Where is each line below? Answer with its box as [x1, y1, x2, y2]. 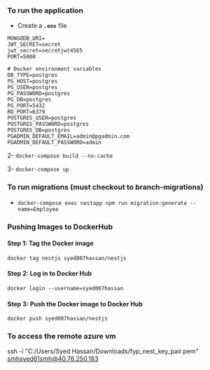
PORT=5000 [7, 53, 36, 61]
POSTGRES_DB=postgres [7, 127, 71, 134]
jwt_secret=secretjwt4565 [7, 48, 83, 55]
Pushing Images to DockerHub [7, 222, 113, 232]
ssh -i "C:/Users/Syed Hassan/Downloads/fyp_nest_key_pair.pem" [7, 347, 199, 355]
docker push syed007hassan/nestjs [7, 315, 108, 322]
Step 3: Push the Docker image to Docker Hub [7, 299, 143, 308]
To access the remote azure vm [7, 332, 117, 341]
